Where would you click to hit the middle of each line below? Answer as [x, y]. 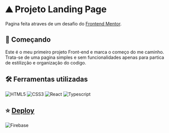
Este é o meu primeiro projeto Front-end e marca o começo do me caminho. [85, 52]
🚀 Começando [28, 40]
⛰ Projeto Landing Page [56, 9]
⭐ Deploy [20, 110]
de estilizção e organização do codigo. [46, 62]
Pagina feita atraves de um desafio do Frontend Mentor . [63, 23]
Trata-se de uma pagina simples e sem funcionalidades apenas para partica [85, 57]
